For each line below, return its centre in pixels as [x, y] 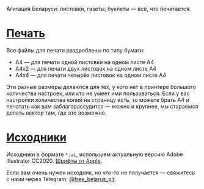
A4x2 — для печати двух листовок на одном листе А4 [86, 68]
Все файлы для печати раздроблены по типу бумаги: [75, 50]
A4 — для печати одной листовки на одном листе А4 [85, 62]
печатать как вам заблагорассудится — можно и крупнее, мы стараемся [102, 106]
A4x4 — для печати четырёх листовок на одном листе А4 [91, 75]
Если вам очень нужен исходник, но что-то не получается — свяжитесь [101, 173]
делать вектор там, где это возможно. [56, 113]
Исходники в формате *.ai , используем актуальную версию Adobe [95, 154]
